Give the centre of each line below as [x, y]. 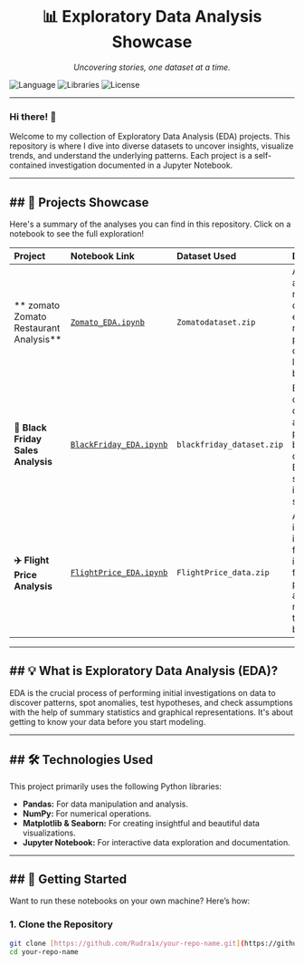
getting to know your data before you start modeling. [108, 721]
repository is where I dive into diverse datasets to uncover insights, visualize [152, 146]
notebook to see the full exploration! [77, 234]
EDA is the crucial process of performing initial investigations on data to [142, 692]
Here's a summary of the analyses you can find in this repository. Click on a [150, 224]
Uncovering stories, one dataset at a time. [152, 67]
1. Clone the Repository [61, 924]
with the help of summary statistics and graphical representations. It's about [152, 712]
